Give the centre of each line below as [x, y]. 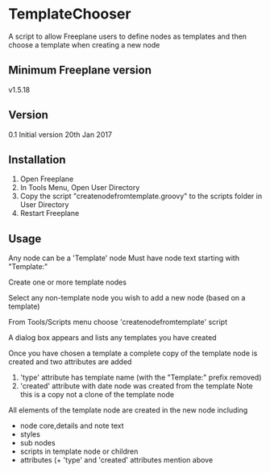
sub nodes [37, 443]
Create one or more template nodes [68, 282]
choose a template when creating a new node [84, 44]
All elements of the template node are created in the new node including [128, 410]
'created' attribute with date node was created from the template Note [136, 386]
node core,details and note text [72, 426]
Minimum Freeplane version [80, 71]
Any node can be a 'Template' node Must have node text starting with [124, 258]
